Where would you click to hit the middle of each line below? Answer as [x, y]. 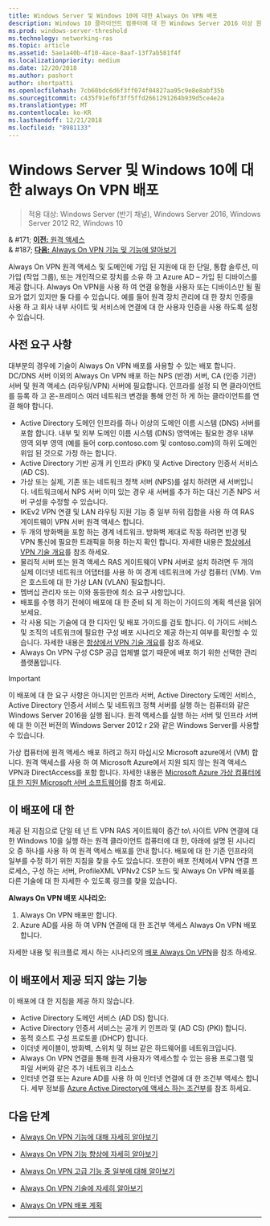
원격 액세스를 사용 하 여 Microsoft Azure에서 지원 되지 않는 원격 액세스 [136, 762]
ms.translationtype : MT [48, 105]
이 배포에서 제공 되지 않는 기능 [78, 980]
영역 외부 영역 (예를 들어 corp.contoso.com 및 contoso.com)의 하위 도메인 [138, 443]
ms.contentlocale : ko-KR [50, 113]
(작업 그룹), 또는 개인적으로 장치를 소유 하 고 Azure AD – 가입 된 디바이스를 [140, 276]
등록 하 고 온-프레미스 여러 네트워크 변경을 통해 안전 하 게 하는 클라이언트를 [134, 395]
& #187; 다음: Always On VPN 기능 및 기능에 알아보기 [92, 249]
